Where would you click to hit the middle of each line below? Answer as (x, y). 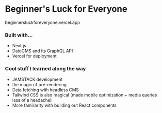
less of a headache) (32, 100)
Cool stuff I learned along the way (46, 69)
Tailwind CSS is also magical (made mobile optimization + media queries (84, 95)
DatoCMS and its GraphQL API (42, 51)
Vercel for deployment (34, 56)
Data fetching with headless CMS (45, 90)
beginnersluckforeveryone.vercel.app (42, 22)
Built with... (19, 35)
